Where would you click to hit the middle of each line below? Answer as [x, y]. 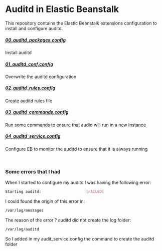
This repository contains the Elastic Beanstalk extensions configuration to [81, 23]
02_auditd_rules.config [30, 88]
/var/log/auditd [22, 229]
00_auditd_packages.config [36, 40]
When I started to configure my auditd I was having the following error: [78, 183]
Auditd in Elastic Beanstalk [62, 9]
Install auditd [18, 52]
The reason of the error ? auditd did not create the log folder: [68, 220]
